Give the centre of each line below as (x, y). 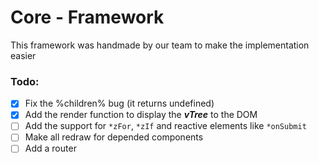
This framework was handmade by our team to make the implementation (160, 45)
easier (23, 55)
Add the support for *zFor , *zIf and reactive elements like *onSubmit (165, 126)
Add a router (50, 148)
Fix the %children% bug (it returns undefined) (119, 103)
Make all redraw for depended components (114, 137)
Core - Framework (87, 17)
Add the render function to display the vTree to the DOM (141, 115)
